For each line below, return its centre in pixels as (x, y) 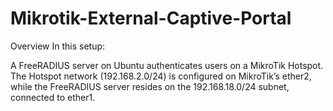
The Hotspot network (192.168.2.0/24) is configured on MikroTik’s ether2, (161, 76)
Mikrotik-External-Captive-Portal (151, 18)
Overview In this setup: (58, 46)
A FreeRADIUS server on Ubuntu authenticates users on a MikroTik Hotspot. (167, 65)
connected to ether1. (53, 97)
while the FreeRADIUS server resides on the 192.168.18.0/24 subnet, (150, 86)
